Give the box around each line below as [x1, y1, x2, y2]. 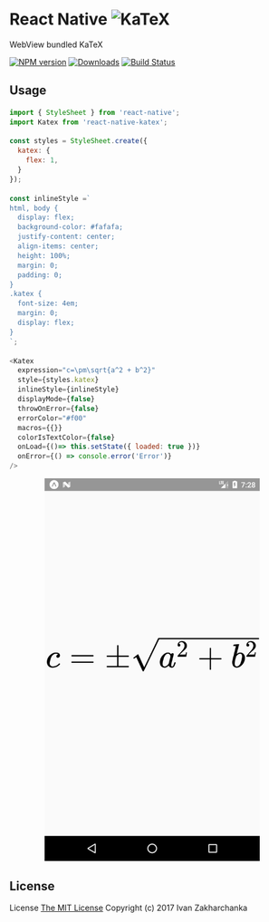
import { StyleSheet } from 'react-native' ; [9, 108, 180, 117]
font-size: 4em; [17, 299, 79, 308]
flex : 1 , [25, 156, 59, 165]
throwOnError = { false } [17, 404, 100, 413]
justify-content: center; [17, 232, 116, 242]
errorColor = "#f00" [17, 413, 88, 423]
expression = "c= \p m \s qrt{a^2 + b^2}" [17, 366, 156, 375]
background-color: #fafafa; [17, 223, 124, 232]
